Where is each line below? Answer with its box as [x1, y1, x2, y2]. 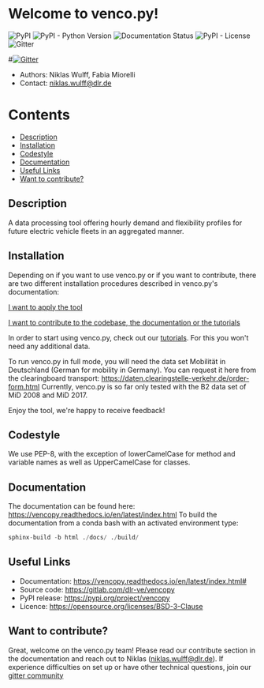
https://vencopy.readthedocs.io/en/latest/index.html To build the [8, 510, 218, 520]
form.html [8, 382, 40, 391]
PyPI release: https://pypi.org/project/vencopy [19, 593, 171, 603]
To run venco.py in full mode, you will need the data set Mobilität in [8, 356, 226, 366]
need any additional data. [8, 341, 91, 351]
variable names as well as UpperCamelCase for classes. [8, 457, 191, 467]
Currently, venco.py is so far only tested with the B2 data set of [41, 382, 247, 391]
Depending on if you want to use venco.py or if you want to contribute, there [8, 270, 257, 280]
